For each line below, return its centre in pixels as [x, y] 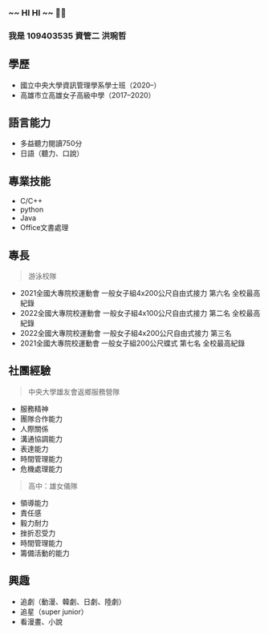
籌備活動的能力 [45, 553]
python [32, 210]
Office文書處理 [44, 228]
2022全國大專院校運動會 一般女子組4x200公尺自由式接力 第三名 [126, 333]
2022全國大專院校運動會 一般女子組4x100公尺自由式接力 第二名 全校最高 [140, 313]
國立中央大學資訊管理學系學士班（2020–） [90, 85]
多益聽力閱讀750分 [51, 143]
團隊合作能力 [41, 418]
